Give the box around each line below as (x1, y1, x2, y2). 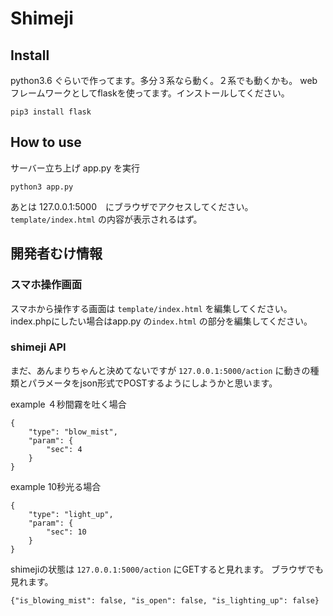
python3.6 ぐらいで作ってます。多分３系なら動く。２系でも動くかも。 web (10, 75, 318, 86)
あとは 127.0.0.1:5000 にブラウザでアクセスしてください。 (10, 200, 254, 212)
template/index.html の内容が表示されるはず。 (10, 213, 203, 225)
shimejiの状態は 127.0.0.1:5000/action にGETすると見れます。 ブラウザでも (10, 563, 324, 575)
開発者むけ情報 (10, 245, 103, 262)
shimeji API (10, 340, 67, 354)
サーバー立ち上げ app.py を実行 (10, 162, 140, 174)
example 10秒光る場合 (10, 480, 102, 492)
